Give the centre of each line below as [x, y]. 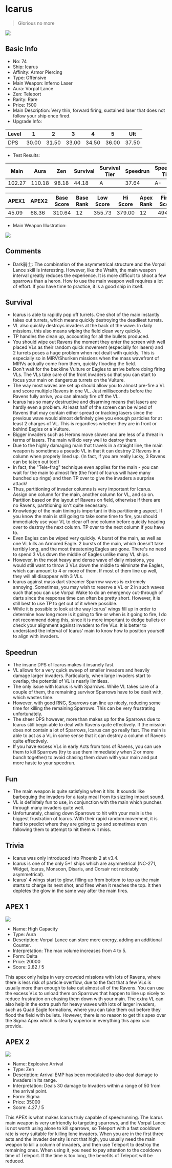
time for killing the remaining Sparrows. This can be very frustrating [84, 708]
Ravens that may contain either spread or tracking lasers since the [82, 413]
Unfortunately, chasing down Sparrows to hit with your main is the [82, 813]
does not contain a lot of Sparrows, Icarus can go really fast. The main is [89, 730]
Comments [23, 251]
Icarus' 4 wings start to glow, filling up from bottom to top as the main [86, 880]
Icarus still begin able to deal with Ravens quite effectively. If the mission [89, 725]
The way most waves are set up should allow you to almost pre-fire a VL [89, 386]
